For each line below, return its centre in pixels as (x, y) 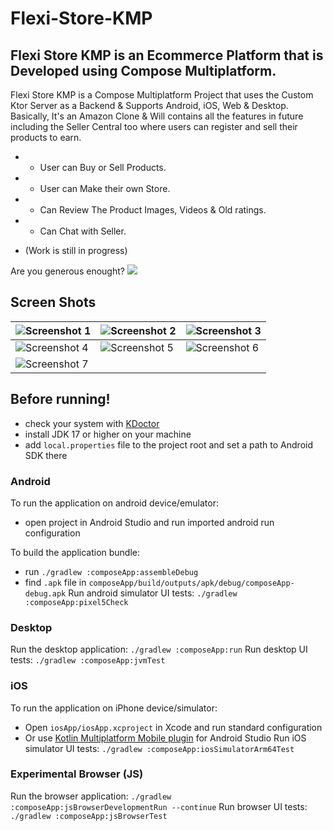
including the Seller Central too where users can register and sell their (154, 126)
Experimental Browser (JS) (77, 774)
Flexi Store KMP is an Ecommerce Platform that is (167, 55)
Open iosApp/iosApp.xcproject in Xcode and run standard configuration (173, 727)
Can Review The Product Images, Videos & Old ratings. (153, 210)
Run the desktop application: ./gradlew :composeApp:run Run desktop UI (159, 649)
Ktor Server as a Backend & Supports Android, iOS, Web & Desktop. (149, 105)
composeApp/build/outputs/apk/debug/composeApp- (191, 583)
